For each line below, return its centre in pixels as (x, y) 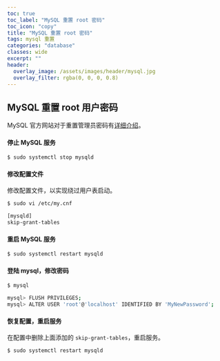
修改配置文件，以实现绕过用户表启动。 (61, 191)
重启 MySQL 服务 (32, 239)
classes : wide (28, 52)
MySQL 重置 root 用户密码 (63, 107)
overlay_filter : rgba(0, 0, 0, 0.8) (66, 78)
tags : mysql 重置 (31, 39)
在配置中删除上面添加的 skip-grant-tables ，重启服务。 (86, 338)
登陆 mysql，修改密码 (38, 271)
